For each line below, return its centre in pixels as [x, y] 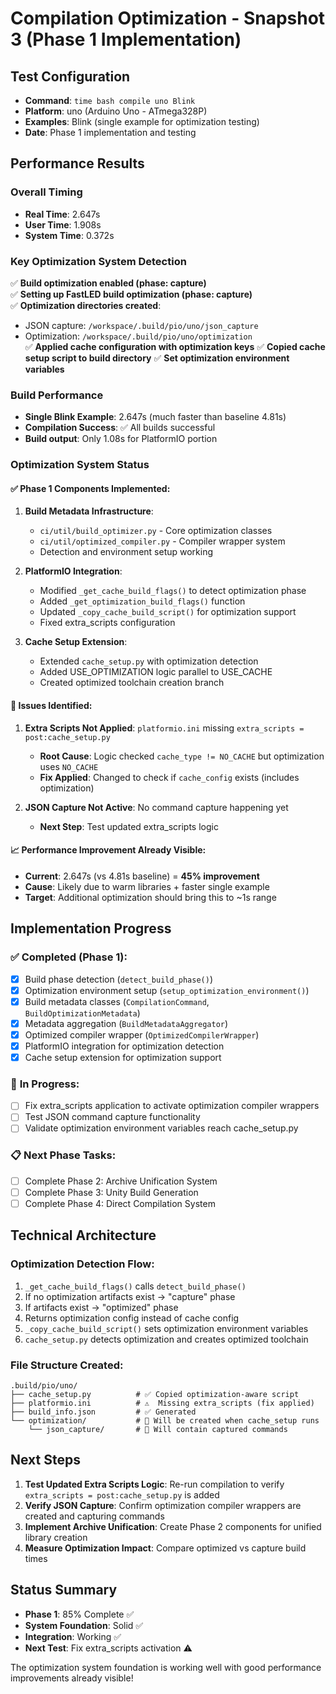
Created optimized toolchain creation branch [132, 683]
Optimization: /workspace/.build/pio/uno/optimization [138, 336]
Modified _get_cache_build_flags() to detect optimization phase [173, 591]
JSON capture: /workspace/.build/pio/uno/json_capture [141, 325]
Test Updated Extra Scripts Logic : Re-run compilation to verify [154, 1484]
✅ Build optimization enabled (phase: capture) [108, 283]
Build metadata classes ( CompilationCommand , [117, 1001]
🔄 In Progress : [45, 1084]
